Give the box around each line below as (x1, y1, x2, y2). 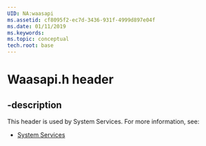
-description (7, 99, 62, 111)
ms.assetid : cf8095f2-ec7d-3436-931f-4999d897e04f (7, 17, 156, 23)
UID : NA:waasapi (7, 10, 54, 17)
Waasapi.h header (7, 72, 114, 87)
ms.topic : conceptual (7, 36, 70, 43)
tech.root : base (7, 42, 54, 49)
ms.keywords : (7, 29, 45, 36)
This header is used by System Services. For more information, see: (7, 118, 200, 125)
